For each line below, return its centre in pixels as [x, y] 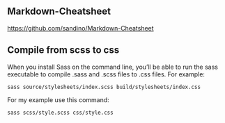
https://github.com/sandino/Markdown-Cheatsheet [81, 28]
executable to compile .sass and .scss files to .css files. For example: [106, 74]
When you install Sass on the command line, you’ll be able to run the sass [113, 67]
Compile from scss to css [63, 50]
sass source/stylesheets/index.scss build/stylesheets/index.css [104, 87]
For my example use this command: [58, 99]
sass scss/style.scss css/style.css [60, 113]
